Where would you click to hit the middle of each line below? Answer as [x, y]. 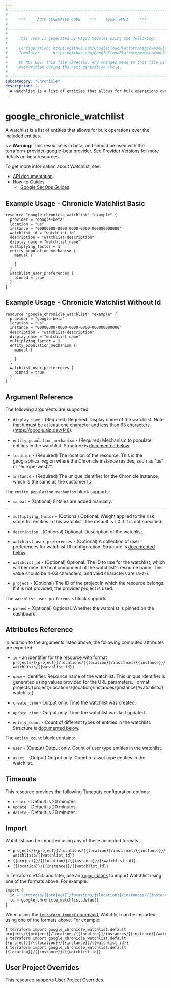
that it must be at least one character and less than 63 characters [81, 425]
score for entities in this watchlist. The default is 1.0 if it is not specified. [88, 521]
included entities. [23, 136]
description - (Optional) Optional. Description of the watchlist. [78, 531]
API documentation [33, 177]
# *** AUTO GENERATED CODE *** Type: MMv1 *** [76, 19]
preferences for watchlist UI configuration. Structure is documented [84, 547]
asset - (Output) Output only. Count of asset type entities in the [79, 757]
